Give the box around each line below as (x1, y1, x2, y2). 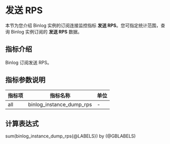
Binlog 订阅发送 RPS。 (5, 59, 52, 65)
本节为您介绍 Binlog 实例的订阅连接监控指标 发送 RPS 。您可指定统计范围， (5, 22, 161, 28)
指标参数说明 (5, 76, 46, 84)
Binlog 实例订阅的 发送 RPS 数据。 (11, 28, 82, 34)
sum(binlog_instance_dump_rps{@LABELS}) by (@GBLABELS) (5, 133, 136, 139)
